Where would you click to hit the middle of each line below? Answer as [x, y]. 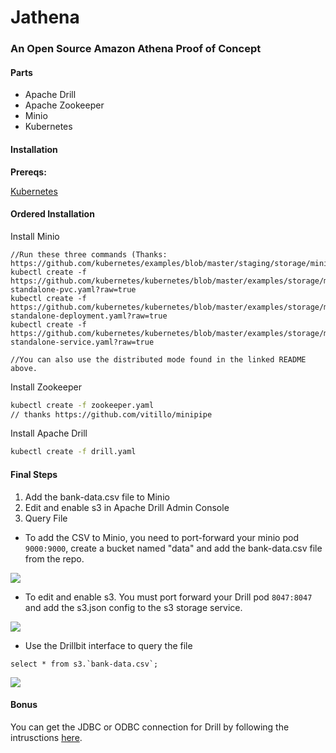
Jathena [45, 17]
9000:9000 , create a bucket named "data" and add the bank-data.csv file [173, 548]
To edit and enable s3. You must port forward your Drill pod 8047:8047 [168, 597]
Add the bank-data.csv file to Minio [97, 497]
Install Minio [35, 236]
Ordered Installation [52, 214]
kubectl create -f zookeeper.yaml [82, 405]
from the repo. [54, 558]
